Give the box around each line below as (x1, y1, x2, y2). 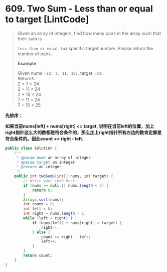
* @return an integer (16, 164, 62, 170)
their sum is (17, 36, 42, 42)
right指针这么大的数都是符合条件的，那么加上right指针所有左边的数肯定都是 (5, 129, 162, 135)
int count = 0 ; (23, 202, 55, 207)
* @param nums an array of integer (16, 155, 91, 160)
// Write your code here (23, 179, 75, 184)
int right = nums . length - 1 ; (23, 211, 86, 216)
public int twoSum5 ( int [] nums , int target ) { (14, 174, 113, 179)
